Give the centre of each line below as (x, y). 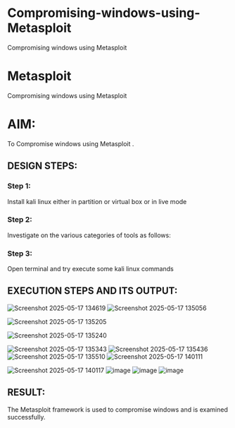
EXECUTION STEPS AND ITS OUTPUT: (93, 291)
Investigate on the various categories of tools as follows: (89, 235)
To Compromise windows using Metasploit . (71, 143)
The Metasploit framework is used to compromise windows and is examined (118, 409)
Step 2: (20, 220)
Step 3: (20, 254)
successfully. (26, 417)
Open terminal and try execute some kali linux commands (90, 269)
